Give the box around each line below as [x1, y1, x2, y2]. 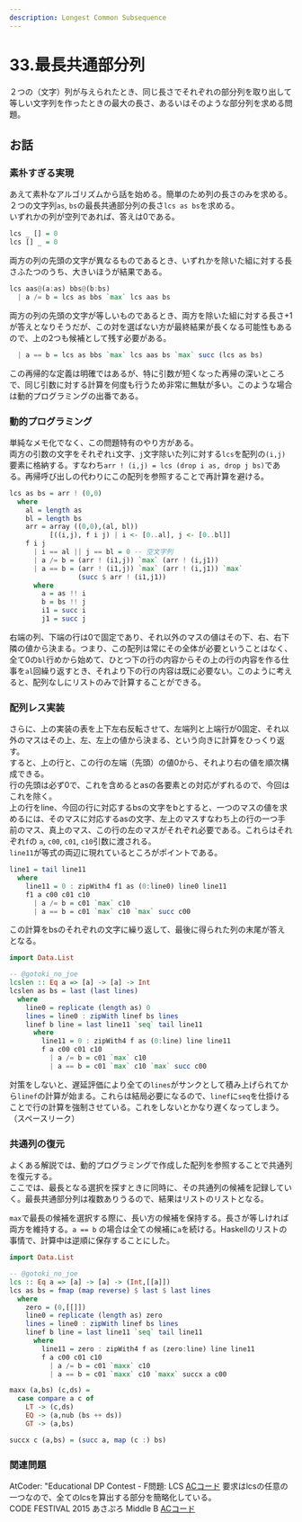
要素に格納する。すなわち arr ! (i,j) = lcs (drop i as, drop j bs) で [9, 460, 273, 470]
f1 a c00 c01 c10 [25, 890, 91, 900]
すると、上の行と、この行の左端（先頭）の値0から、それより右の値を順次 [9, 757, 281, 768]
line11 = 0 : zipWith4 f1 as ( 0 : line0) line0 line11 [25, 882, 227, 891]
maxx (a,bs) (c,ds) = [9, 1386, 91, 1395]
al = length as [25, 506, 83, 515]
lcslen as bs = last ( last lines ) [9, 987, 139, 996]
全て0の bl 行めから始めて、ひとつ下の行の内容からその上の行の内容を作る [9, 654, 281, 665]
